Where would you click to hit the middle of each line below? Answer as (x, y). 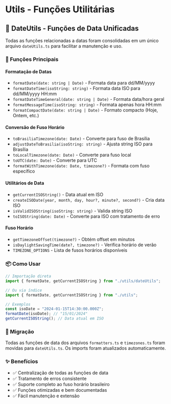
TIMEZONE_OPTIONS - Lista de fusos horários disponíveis (70, 250)
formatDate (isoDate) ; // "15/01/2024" (46, 314)
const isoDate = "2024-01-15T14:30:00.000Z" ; (54, 309)
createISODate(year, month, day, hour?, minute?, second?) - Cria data (89, 200)
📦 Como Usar (23, 264)
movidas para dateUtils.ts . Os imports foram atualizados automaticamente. (86, 348)
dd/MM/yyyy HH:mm (35, 94)
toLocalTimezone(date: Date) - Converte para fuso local (72, 155)
